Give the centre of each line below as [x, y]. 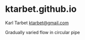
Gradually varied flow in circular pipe [42, 32]
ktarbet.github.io [41, 9]
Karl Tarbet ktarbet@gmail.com [37, 23]
